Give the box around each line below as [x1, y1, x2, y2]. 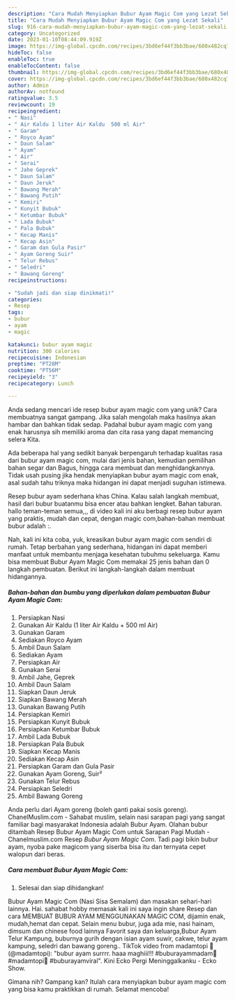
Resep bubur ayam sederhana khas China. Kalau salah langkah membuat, [8, 492, 219, 500]
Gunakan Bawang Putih [17, 702, 86, 710]
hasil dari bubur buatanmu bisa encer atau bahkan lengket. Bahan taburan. [8, 499, 222, 508]
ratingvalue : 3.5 [8, 95, 59, 102]
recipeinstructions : [8, 277, 68, 284]
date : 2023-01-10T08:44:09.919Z [8, 36, 102, 43]
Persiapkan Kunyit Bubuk [17, 717, 91, 726]
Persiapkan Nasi [17, 613, 66, 622]
